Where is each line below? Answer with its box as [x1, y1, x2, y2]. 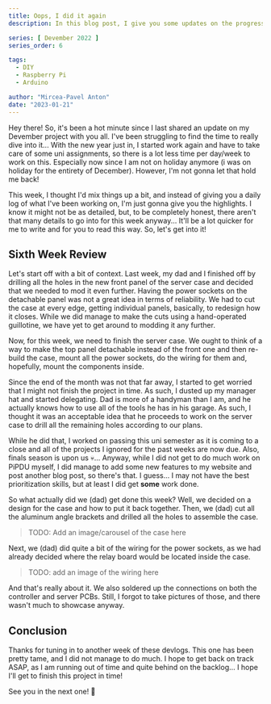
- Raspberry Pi [15, 71, 67, 79]
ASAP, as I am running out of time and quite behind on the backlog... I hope [8, 663, 258, 673]
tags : [8, 56, 27, 65]
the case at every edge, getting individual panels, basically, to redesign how [8, 304, 261, 313]
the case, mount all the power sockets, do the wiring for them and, [27, 353, 248, 363]
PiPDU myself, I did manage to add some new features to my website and [8, 462, 252, 472]
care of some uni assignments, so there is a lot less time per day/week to [8, 149, 251, 158]
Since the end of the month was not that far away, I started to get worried [8, 377, 252, 388]
